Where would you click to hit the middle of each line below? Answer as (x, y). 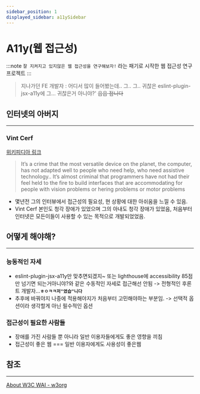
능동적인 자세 (24, 262)
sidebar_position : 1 (32, 12)
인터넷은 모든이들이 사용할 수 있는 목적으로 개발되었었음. (80, 216)
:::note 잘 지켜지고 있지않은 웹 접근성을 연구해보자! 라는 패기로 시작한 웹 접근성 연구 (99, 66)
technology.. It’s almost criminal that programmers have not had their (105, 176)
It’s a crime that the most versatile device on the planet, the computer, (106, 163)
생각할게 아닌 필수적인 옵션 (62, 305)
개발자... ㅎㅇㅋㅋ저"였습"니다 (52, 291)
